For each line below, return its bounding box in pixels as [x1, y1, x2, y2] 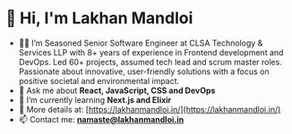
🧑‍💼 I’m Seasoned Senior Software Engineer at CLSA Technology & [18, 38, 263, 48]
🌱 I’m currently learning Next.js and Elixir [18, 94, 172, 105]
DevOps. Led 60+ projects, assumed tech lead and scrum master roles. [18, 56, 283, 67]
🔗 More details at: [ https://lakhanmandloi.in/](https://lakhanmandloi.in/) [18, 104, 281, 114]
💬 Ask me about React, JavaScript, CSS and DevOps [18, 85, 216, 96]
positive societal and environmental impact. [18, 75, 180, 86]
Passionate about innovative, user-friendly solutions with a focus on [18, 66, 270, 77]
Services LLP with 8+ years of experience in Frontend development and [18, 46, 284, 57]
